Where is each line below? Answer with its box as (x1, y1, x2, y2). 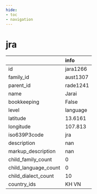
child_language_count (8, 164, 60, 171)
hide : (6, 7, 17, 13)
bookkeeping (8, 98, 39, 105)
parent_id (8, 82, 31, 89)
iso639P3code (8, 131, 44, 138)
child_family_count (8, 156, 52, 163)
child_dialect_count (8, 173, 54, 180)
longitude (8, 123, 31, 130)
